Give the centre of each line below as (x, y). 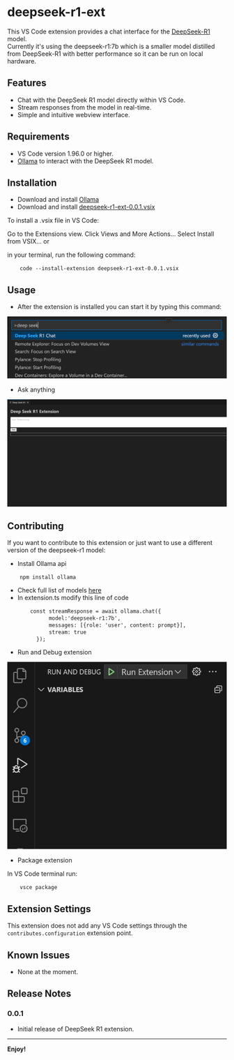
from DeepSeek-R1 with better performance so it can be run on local (105, 54)
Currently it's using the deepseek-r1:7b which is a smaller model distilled (111, 46)
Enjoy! (17, 1049)
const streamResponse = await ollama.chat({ (96, 611)
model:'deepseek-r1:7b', (85, 618)
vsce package (39, 888)
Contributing (36, 526)
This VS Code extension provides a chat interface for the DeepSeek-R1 (109, 31)
